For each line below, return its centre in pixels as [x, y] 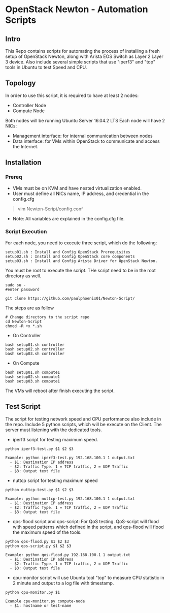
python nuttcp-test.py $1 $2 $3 [39, 490]
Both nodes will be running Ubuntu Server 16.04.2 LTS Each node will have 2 [85, 120]
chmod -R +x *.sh [24, 326]
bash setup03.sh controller [35, 353]
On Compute [26, 363]
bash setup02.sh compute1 [32, 377]
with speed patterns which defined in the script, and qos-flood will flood [88, 527]
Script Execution [26, 232]
